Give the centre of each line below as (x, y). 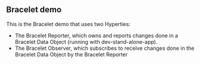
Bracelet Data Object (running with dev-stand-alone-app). (86, 41)
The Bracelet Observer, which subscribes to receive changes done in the (104, 48)
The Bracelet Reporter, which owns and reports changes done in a (96, 36)
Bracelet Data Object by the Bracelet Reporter (71, 54)
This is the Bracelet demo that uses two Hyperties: (68, 24)
